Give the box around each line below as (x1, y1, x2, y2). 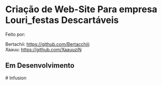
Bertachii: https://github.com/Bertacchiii (5, 41, 90, 47)
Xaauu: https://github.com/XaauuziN (5, 46, 82, 52)
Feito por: (5, 31, 26, 37)
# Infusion (5, 75, 27, 81)
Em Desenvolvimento (5, 61, 75, 70)
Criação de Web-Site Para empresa (5, 4, 157, 15)
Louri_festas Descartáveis (5, 14, 119, 26)
